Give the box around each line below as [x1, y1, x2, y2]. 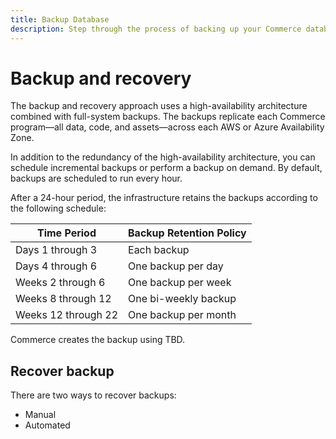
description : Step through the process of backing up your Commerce [10, 24, 302, 34]
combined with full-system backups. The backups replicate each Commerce [10, 111, 326, 123]
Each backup [128, 243, 190, 257]
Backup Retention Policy [128, 226, 247, 240]
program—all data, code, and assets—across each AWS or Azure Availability [10, 121, 325, 133]
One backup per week [128, 276, 232, 290]
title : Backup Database [10, 14, 110, 25]
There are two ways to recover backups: [10, 389, 177, 401]
